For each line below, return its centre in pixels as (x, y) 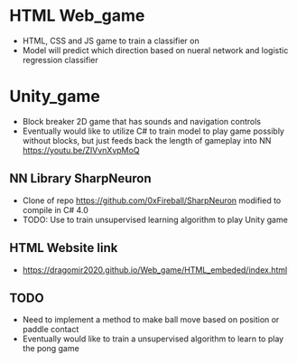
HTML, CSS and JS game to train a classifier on (111, 41)
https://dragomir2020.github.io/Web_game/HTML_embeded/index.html (155, 270)
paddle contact (51, 330)
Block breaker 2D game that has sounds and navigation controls (142, 121)
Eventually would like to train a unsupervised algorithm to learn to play (153, 339)
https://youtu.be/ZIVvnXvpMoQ (81, 150)
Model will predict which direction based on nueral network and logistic (155, 50)
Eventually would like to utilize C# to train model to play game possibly (153, 131)
